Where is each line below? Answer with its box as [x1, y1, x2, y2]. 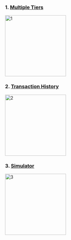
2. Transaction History [5, 83, 59, 90]
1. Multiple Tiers [5, 4, 44, 11]
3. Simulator [5, 162, 35, 169]
